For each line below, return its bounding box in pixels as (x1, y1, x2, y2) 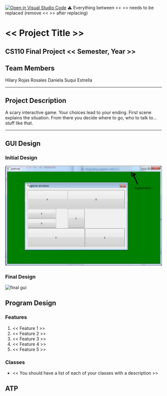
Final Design (5, 273, 36, 280)
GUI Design (5, 139, 41, 148)
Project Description (5, 96, 67, 104)
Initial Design (5, 154, 38, 161)
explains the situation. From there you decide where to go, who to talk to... (5, 115, 158, 121)
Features (5, 314, 27, 321)
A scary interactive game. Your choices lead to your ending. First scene (5, 109, 152, 115)
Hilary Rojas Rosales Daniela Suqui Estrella (5, 77, 93, 83)
